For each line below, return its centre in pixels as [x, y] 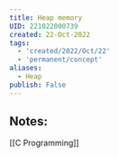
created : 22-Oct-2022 [50, 34]
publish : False [38, 85]
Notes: [28, 121]
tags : [19, 43]
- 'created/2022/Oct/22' [64, 51]
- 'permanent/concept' [60, 60]
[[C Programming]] [44, 143]
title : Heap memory [46, 18]
